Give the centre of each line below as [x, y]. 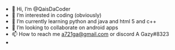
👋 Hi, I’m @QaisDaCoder [41, 9]
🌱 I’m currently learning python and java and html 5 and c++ [84, 21]
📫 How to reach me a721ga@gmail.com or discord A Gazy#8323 [90, 34]
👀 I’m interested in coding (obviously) [56, 15]
